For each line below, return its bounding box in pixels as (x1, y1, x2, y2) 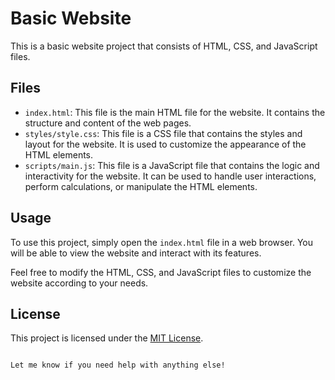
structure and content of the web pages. (24, 117, 192, 129)
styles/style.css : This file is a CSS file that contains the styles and (24, 127, 303, 139)
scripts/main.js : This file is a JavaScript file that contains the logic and (24, 159, 320, 171)
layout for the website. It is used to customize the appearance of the (24, 138, 307, 150)
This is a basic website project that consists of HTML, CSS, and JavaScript (10, 40, 318, 52)
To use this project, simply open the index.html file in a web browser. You (10, 236, 314, 248)
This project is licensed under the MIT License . (10, 332, 204, 344)
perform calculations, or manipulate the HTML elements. (24, 180, 258, 192)
